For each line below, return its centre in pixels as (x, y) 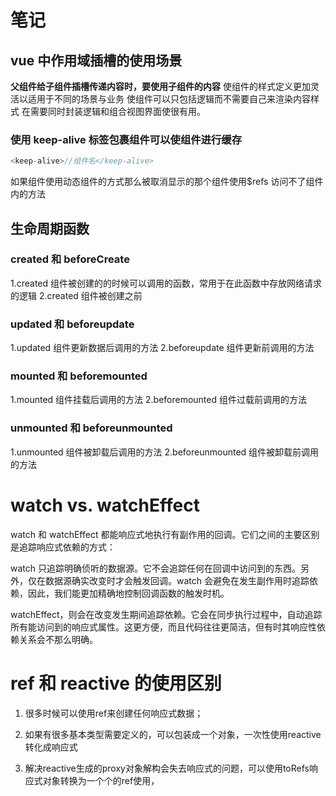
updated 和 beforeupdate (72, 324)
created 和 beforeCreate (70, 259)
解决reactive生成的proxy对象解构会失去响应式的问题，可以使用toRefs (167, 768)
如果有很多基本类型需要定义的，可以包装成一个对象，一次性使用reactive (173, 734)
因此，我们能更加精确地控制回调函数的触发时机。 (128, 593)
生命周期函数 (50, 228)
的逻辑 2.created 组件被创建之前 (76, 295)
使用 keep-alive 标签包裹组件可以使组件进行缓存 (126, 139)
